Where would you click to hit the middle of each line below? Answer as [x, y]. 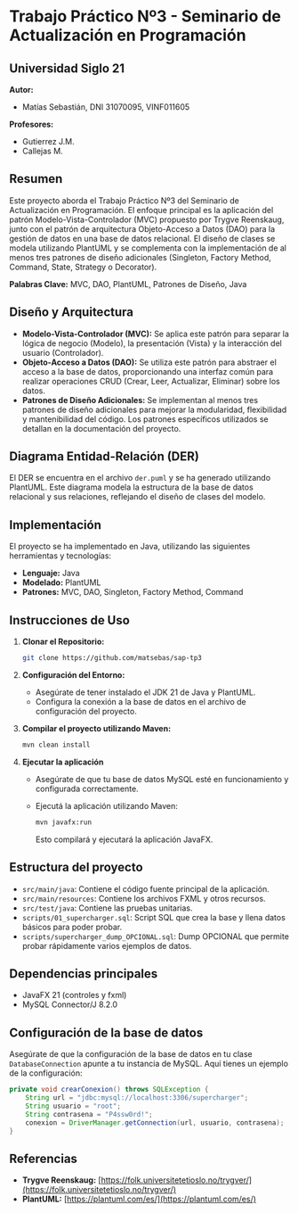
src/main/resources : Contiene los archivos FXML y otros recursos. [144, 898]
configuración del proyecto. [86, 711]
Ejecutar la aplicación [63, 762]
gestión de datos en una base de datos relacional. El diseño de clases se [142, 238]
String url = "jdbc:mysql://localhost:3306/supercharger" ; [137, 1098]
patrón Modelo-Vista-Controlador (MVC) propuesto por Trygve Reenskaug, [147, 219]
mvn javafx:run [63, 822]
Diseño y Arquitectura [71, 313]
